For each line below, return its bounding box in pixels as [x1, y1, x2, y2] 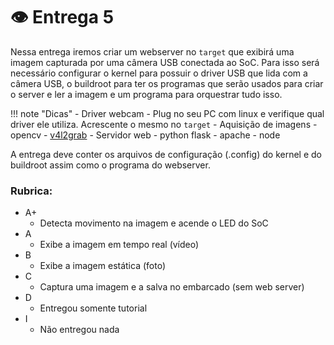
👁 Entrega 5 [10, 6, 115, 29]
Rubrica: [10, 184, 53, 198]
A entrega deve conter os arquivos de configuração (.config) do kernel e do [10, 148, 322, 160]
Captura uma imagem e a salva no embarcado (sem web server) [39, 281, 305, 293]
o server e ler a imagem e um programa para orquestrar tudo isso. [10, 88, 283, 100]
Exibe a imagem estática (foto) [39, 260, 167, 272]
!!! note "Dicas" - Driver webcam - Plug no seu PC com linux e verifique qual [10, 107, 325, 119]
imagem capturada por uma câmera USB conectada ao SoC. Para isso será [10, 56, 320, 68]
